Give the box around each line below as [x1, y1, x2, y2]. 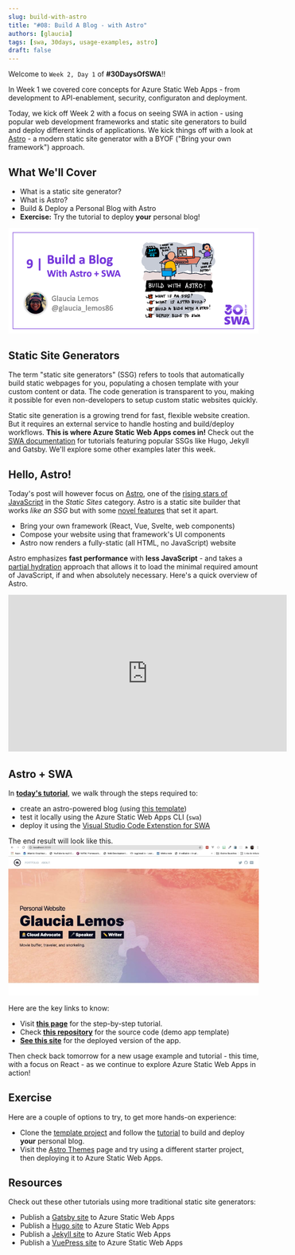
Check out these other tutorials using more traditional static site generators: [8, 1197, 256, 1206]
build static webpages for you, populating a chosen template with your [8, 378, 239, 388]
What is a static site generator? [19, 186, 122, 196]
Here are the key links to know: [8, 1003, 110, 1013]
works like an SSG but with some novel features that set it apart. [8, 506, 219, 515]
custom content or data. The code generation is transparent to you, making [8, 387, 254, 397]
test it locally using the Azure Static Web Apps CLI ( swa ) [19, 812, 203, 822]
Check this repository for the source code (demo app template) [19, 1027, 230, 1037]
